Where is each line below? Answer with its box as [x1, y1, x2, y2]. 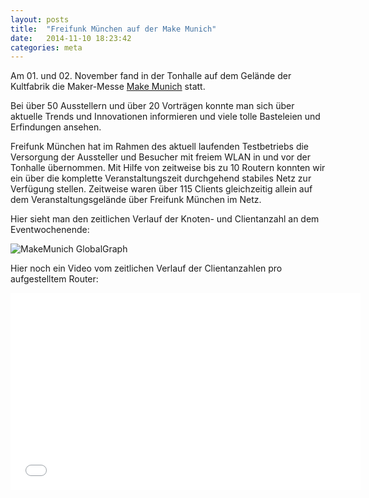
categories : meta [10, 42, 83, 53]
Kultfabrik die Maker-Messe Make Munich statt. [10, 81, 206, 93]
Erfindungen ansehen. [10, 121, 102, 133]
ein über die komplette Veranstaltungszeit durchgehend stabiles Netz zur [10, 172, 312, 185]
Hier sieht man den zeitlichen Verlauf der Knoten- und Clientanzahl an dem [10, 213, 320, 225]
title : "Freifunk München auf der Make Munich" [10, 24, 217, 34]
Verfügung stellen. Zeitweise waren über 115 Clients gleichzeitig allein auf [10, 183, 313, 195]
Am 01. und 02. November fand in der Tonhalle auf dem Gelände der [10, 70, 292, 82]
